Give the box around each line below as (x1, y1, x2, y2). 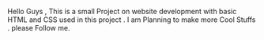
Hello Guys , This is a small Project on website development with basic (7, 7, 237, 16)
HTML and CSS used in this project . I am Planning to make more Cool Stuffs (7, 15, 256, 24)
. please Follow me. (7, 24, 70, 32)
